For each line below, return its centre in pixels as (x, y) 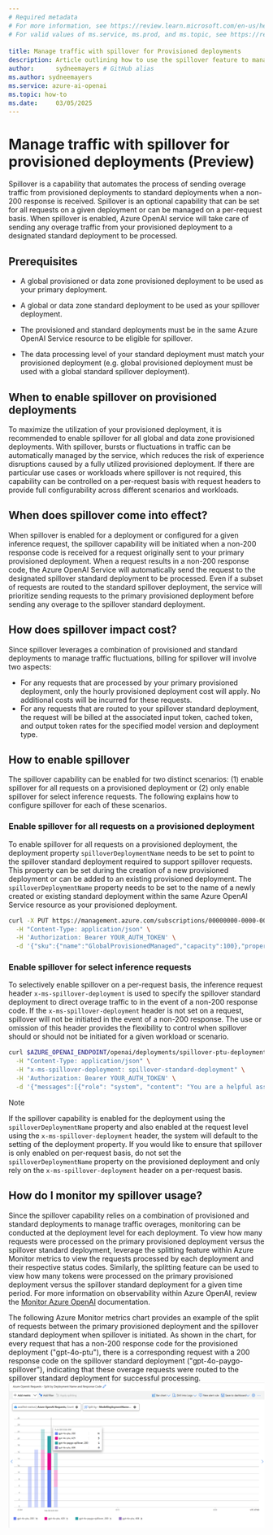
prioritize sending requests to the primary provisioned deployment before (131, 595)
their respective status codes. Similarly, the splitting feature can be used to (134, 1267)
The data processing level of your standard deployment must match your (142, 355)
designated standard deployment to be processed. (93, 236)
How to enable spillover (69, 759)
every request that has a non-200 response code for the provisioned (123, 1343)
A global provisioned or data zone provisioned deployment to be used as (142, 281)
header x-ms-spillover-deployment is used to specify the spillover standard (135, 993)
